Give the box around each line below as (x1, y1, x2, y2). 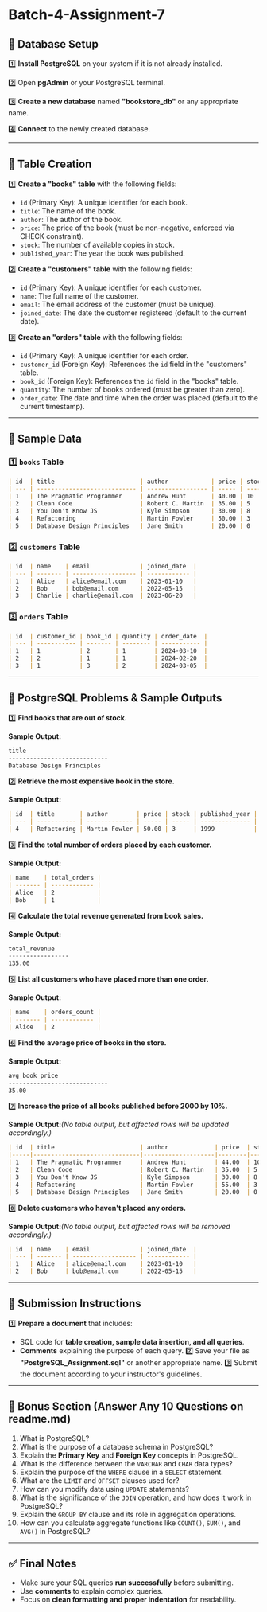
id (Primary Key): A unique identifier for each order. (19, 350, 189, 360)
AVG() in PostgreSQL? (19, 1526, 91, 1536)
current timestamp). (19, 401, 85, 411)
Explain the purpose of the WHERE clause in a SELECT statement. (19, 1467, 224, 1477)
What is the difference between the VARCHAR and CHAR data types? (19, 1458, 233, 1468)
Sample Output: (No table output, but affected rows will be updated (8, 1120, 229, 1130)
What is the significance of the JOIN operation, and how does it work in (19, 1493, 252, 1502)
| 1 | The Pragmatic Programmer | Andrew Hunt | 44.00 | (8, 1158, 250, 1167)
